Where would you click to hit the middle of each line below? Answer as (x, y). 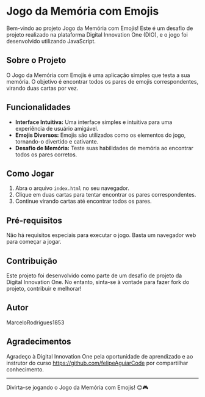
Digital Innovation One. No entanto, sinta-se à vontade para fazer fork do (98, 282)
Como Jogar (30, 173)
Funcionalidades (39, 107)
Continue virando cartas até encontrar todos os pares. (83, 201)
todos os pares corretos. (46, 155)
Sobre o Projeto (36, 60)
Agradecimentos (39, 342)
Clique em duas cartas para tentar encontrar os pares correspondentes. (106, 195)
